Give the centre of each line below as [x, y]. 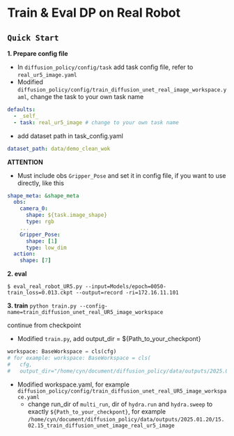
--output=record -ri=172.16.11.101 [127, 293]
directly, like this [41, 183]
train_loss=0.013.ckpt [40, 293]
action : [25, 254]
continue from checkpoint [44, 325]
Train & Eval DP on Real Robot [94, 13]
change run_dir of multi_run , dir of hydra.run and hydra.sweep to [120, 404]
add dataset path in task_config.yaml [70, 136]
